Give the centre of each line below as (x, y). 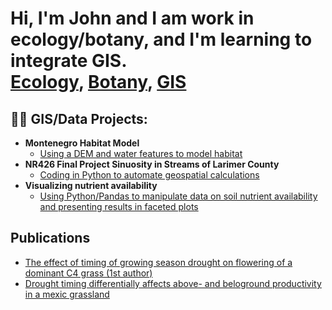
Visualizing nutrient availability (91, 185)
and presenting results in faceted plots (119, 206)
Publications (50, 238)
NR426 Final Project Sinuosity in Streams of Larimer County (152, 164)
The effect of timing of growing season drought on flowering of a (158, 262)
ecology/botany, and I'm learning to (161, 39)
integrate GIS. (69, 61)
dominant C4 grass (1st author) (88, 273)
